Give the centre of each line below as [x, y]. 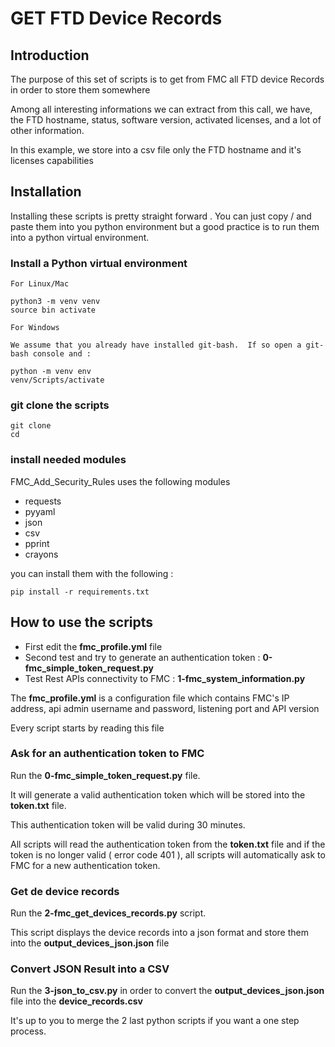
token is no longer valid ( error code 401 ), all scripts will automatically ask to [168, 854]
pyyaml [40, 511]
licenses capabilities [52, 160]
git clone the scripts [60, 405]
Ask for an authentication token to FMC [107, 754]
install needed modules [68, 460]
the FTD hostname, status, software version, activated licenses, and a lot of [166, 120]
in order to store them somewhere [80, 90]
